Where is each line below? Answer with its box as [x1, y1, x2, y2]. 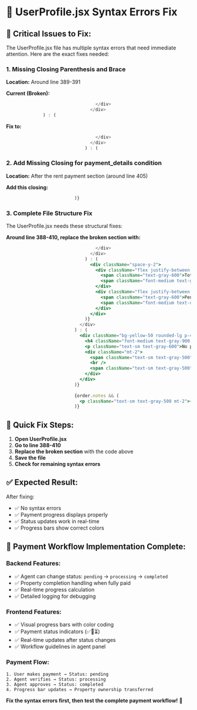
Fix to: [6, 123, 22, 130]
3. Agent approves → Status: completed [6, 682, 104, 688]
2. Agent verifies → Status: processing [6, 676, 107, 682]
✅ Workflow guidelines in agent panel [14, 643, 106, 650]
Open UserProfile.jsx [14, 436, 67, 443]
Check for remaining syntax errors [14, 461, 101, 468]
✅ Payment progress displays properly [14, 511, 108, 518]
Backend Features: [6, 560, 61, 568]
